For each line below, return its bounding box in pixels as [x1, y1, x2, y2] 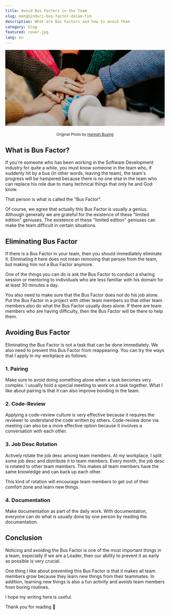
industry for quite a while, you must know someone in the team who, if [5, 165, 152, 171]
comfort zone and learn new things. [5, 484, 80, 490]
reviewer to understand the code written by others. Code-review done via [5, 417, 159, 423]
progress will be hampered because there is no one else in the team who [5, 175, 157, 182]
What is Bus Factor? [5, 145, 70, 155]
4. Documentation [5, 496, 51, 504]
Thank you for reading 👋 [5, 603, 56, 610]
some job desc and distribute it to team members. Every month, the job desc [5, 458, 165, 464]
